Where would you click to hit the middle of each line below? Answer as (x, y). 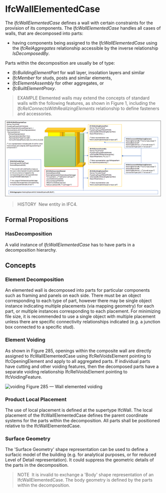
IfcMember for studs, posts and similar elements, (62, 78)
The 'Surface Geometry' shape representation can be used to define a (77, 449)
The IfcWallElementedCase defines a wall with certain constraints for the (79, 23)
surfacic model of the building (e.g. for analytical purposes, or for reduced (81, 455)
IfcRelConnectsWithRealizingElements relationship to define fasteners (88, 108)
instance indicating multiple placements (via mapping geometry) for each (80, 306)
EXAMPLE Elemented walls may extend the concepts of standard (83, 98)
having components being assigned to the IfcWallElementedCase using (85, 43)
